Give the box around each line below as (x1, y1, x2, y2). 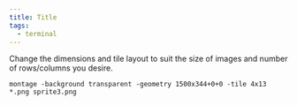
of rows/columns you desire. (9, 63, 113, 73)
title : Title (9, 12, 57, 22)
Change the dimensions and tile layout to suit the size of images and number (9, 54, 288, 64)
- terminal (17, 29, 57, 38)
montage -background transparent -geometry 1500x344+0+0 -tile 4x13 (9, 80, 267, 89)
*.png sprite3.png (9, 87, 77, 97)
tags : (9, 21, 29, 30)
